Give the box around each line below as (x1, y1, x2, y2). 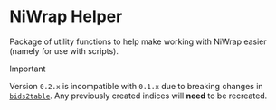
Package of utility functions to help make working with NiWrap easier (9, 36, 267, 47)
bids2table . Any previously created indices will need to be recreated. (9, 90, 268, 101)
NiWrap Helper (9, 6, 123, 27)
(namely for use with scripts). (9, 45, 119, 56)
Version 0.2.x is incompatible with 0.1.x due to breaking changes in (9, 80, 264, 91)
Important (9, 63, 46, 74)
